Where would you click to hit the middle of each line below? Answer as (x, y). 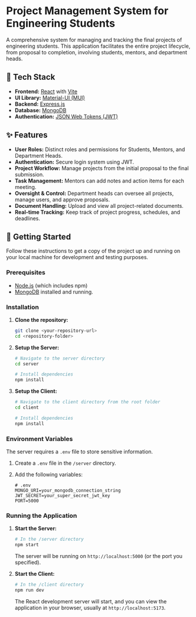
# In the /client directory (49, 585)
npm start (27, 545)
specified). (28, 563)
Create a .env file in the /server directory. (65, 463)
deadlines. (27, 218)
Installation (23, 307)
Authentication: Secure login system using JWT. (74, 162)
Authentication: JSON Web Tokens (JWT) (66, 116)
